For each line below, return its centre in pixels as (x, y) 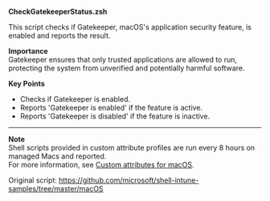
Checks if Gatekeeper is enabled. (75, 99)
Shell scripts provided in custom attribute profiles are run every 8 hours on (132, 148)
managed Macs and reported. (57, 156)
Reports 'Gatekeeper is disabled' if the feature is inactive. (115, 116)
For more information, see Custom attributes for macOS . (101, 165)
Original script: (33, 180)
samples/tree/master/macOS (56, 189)
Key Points (27, 84)
